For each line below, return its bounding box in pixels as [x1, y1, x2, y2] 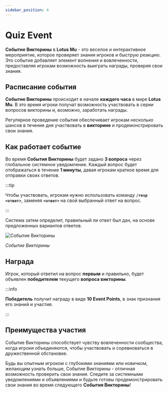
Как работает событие [5, 142, 81, 151]
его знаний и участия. [5, 301, 53, 307]
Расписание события [5, 83, 77, 91]
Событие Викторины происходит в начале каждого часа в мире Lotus [5, 96, 161, 102]
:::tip [5, 182, 15, 189]
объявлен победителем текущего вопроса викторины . [5, 276, 127, 282]
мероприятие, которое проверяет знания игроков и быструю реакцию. [5, 51, 161, 58]
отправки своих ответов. [5, 172, 60, 178]
